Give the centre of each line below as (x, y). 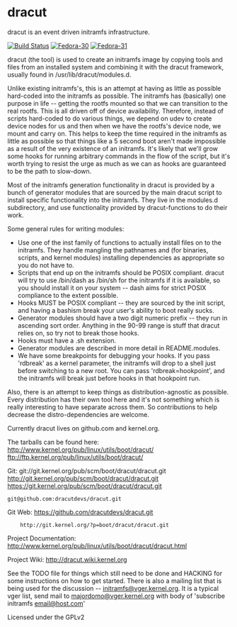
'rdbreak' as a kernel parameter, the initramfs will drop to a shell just (117, 363)
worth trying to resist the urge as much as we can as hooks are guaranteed (117, 163)
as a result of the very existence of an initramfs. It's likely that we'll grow (112, 148)
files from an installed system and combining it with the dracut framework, (116, 67)
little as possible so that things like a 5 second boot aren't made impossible (117, 141)
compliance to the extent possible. (68, 295)
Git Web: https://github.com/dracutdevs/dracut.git (80, 512)
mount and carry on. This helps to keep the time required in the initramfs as (117, 133)
